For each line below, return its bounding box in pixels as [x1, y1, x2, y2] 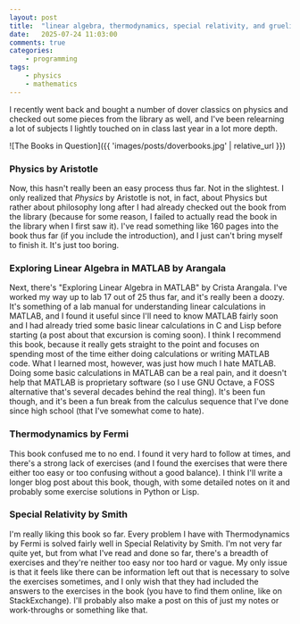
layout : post [9, 12, 58, 22]
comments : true [9, 37, 66, 47]
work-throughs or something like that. [9, 604, 148, 615]
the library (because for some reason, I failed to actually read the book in [9, 211, 278, 221]
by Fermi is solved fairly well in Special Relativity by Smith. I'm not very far [9, 537, 283, 549]
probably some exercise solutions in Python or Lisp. [9, 486, 200, 496]
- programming [25, 54, 78, 63]
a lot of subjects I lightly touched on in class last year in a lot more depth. [9, 122, 279, 134]
